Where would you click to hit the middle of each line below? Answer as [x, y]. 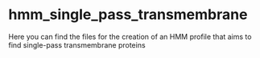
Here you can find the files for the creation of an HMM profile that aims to [130, 37]
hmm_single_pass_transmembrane [128, 15]
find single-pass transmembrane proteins [77, 44]
